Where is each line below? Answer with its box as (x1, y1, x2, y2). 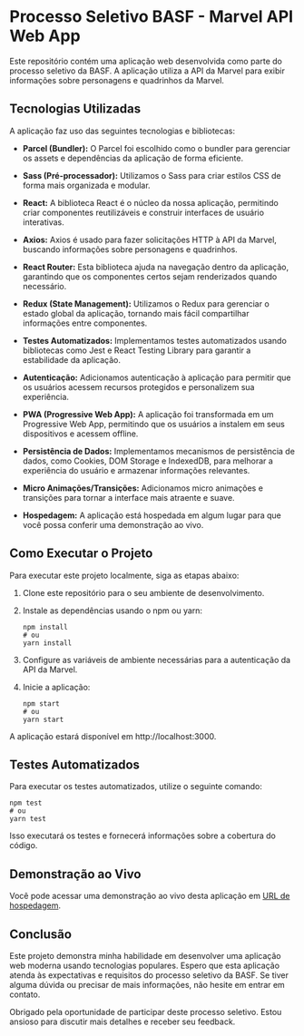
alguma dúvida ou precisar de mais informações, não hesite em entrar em (9, 980, 286, 990)
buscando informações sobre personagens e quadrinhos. (22, 243, 238, 255)
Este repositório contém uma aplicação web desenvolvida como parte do (9, 55, 283, 66)
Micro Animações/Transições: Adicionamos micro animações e (22, 483, 263, 494)
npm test (9, 798, 43, 808)
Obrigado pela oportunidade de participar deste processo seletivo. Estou (9, 1007, 282, 1017)
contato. (9, 989, 41, 1000)
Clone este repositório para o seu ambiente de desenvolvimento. (22, 587, 265, 598)
